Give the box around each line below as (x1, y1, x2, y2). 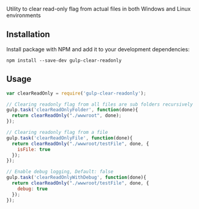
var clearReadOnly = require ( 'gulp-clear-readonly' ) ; (6, 90, 147, 97)
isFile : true (17, 146, 51, 152)
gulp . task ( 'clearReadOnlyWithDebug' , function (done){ (6, 174, 147, 181)
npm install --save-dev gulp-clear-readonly (6, 57, 122, 64)
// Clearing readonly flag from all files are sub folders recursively (6, 101, 193, 108)
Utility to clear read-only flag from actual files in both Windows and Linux (6, 5, 191, 12)
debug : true (17, 186, 48, 192)
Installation (6, 29, 50, 40)
